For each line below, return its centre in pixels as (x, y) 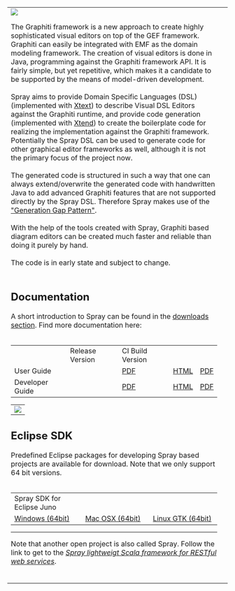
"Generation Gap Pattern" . (54, 210)
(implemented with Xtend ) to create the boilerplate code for (108, 123)
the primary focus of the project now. (72, 158)
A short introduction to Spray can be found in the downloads (110, 316)
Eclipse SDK (42, 436)
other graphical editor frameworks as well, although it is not (108, 149)
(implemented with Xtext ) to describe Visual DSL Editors (103, 105)
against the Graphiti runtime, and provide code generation (106, 114)
